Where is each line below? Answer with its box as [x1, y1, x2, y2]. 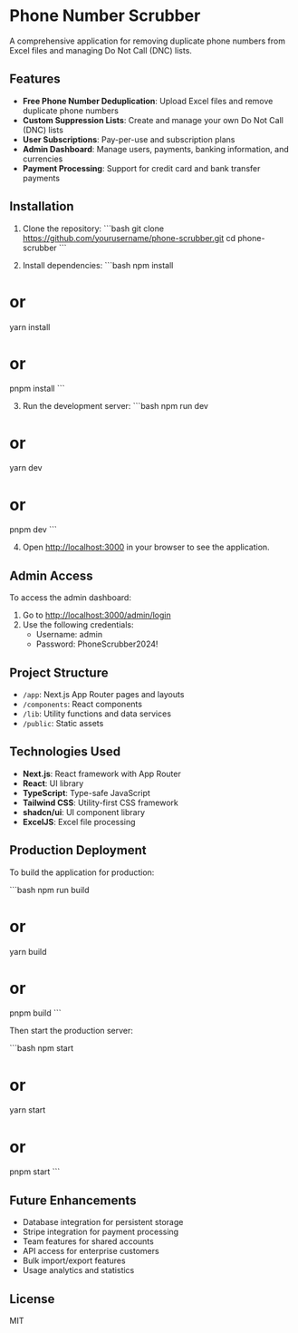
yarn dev [9, 462, 43, 473]
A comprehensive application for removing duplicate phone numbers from [9, 35, 285, 46]
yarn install [9, 321, 51, 332]
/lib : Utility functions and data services [22, 708, 172, 719]
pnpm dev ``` [9, 524, 57, 535]
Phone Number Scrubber [9, 5, 201, 26]
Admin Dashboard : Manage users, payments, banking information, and [22, 143, 289, 154]
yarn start [9, 1104, 46, 1115]
